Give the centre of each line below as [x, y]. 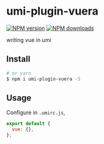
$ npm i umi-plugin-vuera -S [43, 79]
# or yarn [19, 73]
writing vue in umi [29, 40]
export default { [28, 124]
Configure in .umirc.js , [36, 113]
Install [18, 59]
